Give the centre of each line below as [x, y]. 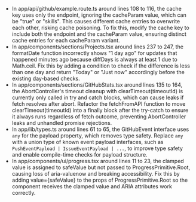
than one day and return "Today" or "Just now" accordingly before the [98, 72]
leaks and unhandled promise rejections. [62, 123]
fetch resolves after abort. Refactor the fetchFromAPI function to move [99, 104]
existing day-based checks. [46, 78]
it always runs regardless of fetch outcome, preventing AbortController [99, 117]
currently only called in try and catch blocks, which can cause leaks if [98, 97]
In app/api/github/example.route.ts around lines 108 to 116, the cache [97, 9]
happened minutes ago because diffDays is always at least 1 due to [94, 59]
